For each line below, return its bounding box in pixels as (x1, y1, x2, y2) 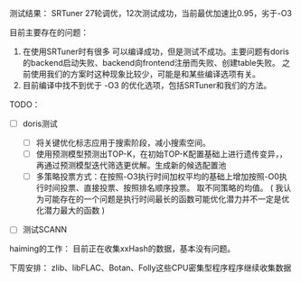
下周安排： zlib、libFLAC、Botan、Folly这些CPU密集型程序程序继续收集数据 (9, 262, 292, 273)
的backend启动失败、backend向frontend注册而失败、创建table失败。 (22, 58, 280, 68)
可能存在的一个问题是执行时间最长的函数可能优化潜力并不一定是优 (43, 194, 290, 205)
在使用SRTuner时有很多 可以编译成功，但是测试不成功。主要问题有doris (22, 46, 289, 57)
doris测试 (22, 118, 58, 129)
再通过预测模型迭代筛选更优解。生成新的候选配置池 (35, 160, 227, 171)
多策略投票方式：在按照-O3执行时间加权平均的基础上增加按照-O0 (35, 171, 280, 182)
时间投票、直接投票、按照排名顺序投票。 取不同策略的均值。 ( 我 (43, 183, 284, 194)
